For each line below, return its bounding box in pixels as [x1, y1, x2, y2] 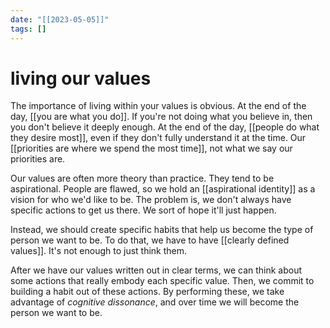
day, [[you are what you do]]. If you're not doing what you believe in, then [10, 111, 313, 123]
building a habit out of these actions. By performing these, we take [10, 286, 285, 298]
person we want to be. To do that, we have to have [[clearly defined [10, 234, 290, 246]
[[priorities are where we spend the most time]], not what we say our [10, 142, 293, 155]
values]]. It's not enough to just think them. [10, 245, 188, 257]
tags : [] [10, 24, 47, 34]
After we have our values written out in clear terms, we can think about [10, 264, 303, 276]
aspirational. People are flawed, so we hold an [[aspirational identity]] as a [10, 183, 316, 195]
